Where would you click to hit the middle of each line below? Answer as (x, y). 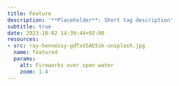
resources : (23, 40)
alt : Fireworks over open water (67, 65)
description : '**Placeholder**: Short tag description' (90, 20)
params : (25, 59)
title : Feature (29, 14)
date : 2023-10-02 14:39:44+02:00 (56, 33)
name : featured (36, 53)
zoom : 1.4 (34, 71)
